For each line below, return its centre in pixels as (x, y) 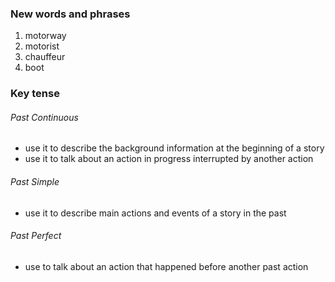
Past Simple (35, 182)
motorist (42, 46)
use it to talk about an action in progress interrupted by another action (169, 159)
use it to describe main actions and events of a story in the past (155, 213)
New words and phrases (70, 14)
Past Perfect (36, 236)
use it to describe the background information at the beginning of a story (174, 148)
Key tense (35, 94)
